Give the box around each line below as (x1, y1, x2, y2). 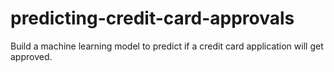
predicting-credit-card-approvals (10, 7, 295, 30)
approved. (10, 50, 53, 62)
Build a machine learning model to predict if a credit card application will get (10, 40, 324, 52)
